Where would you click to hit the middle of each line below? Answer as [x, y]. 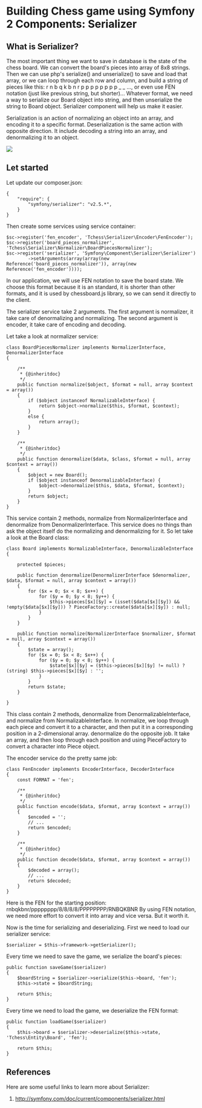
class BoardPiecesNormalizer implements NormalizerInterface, [86, 347]
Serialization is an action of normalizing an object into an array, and [90, 118]
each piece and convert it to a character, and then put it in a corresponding [100, 727]
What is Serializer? [42, 46]
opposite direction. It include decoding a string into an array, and [87, 131]
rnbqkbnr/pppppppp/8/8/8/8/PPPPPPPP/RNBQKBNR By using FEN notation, [101, 909]
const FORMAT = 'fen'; [46, 780]
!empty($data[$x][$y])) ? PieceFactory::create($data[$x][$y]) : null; [98, 607]
